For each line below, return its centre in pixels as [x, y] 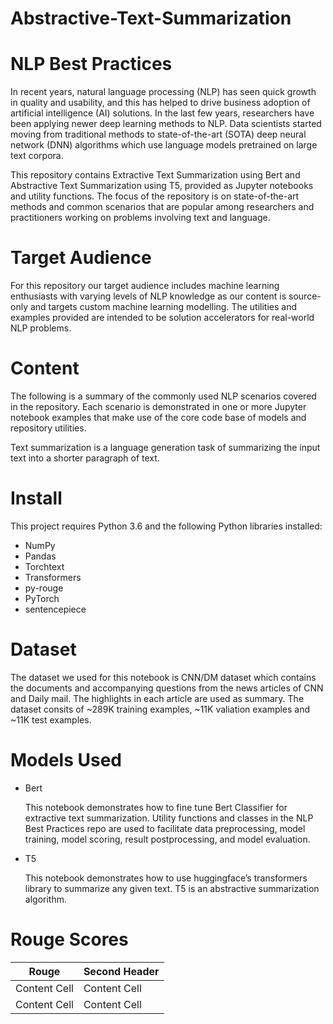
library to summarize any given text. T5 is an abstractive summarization [172, 888]
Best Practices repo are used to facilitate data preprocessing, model [165, 828]
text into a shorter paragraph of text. [85, 458]
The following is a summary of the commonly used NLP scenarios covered [163, 396]
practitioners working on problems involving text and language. [140, 218]
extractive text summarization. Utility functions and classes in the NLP [169, 818]
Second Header [121, 971]
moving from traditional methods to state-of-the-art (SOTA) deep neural [158, 134]
